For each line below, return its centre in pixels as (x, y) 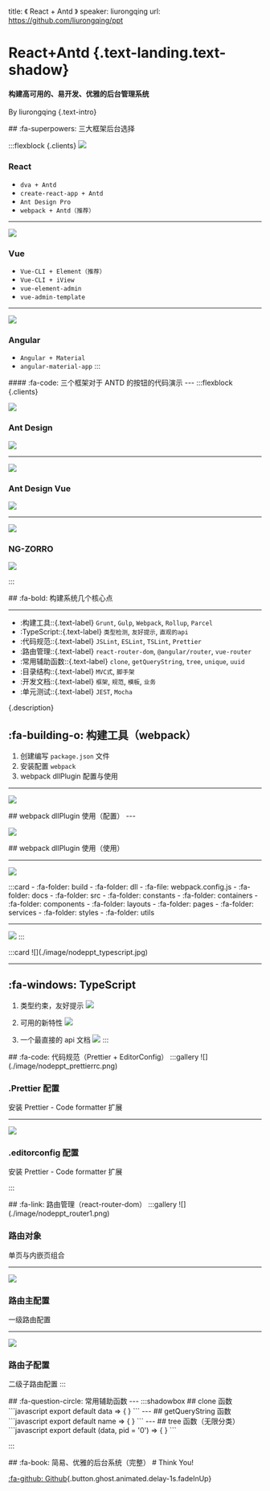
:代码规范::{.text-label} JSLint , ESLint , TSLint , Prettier (111, 642)
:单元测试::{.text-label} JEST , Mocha (76, 692)
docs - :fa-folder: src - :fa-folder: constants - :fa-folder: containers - (145, 895)
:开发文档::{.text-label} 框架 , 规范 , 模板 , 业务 (88, 682)
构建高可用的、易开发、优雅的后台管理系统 (79, 93)
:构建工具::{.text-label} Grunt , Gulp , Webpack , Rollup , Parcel (116, 623)
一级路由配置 (29, 1320)
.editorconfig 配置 (43, 1153)
